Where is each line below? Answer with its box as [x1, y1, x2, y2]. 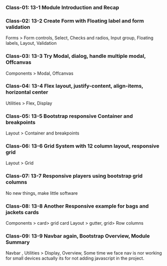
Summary [5, 239, 30, 246]
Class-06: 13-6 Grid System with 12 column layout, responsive [5, 142, 160, 149]
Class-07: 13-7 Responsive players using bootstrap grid [5, 172, 143, 179]
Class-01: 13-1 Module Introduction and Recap [5, 4, 119, 11]
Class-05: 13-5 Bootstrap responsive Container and [5, 113, 133, 120]
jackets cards [5, 209, 39, 216]
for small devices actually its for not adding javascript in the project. [5, 256, 145, 262]
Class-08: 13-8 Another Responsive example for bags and [5, 202, 149, 209]
